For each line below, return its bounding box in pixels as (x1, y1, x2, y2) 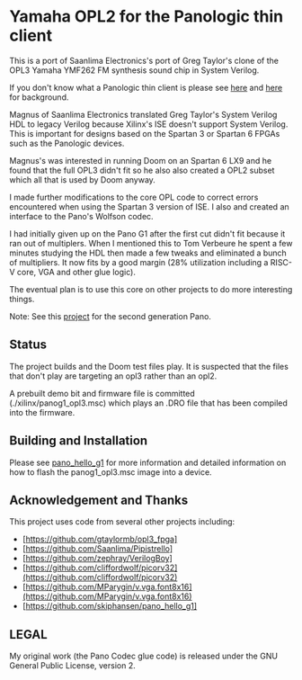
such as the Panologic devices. (9, 138, 125, 148)
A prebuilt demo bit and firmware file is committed (9, 388, 195, 398)
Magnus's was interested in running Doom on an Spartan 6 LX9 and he (9, 155, 272, 166)
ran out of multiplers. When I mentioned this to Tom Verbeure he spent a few (9, 237, 293, 248)
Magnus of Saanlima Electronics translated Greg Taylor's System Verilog (9, 109, 278, 120)
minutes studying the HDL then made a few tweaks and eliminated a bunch (9, 247, 288, 258)
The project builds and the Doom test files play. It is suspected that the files (9, 361, 289, 371)
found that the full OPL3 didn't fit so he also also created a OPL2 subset (9, 165, 275, 175)
